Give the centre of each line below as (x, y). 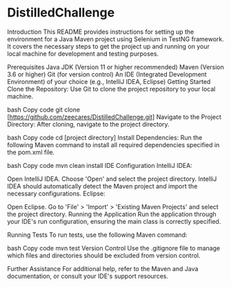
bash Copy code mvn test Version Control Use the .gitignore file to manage (114, 248)
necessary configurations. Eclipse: (56, 193)
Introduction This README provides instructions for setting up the (101, 32)
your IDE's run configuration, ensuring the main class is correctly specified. (114, 221)
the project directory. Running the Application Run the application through (112, 214)
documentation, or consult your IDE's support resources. (88, 276)
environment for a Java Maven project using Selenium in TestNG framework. (115, 39)
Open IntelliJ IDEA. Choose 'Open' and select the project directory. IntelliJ (112, 179)
